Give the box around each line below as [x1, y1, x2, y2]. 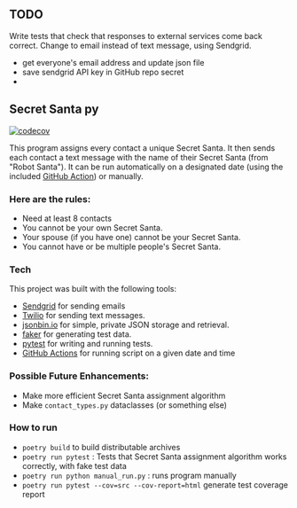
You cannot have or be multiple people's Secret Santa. [21, 241, 222, 252]
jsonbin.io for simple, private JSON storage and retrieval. [21, 319, 230, 331]
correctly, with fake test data [21, 460, 127, 471]
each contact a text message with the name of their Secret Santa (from [9, 152, 269, 162]
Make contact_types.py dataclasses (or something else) [21, 399, 228, 410]
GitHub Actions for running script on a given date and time [21, 348, 236, 358]
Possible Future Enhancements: [9, 370, 149, 382]
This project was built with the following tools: [9, 284, 177, 294]
